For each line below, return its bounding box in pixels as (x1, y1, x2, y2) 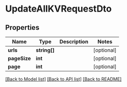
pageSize (8, 55, 31, 62)
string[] (36, 47, 55, 54)
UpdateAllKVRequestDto (5, 3, 112, 15)
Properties (5, 23, 40, 32)
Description (59, 38, 89, 45)
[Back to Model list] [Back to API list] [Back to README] (5, 76, 122, 82)
